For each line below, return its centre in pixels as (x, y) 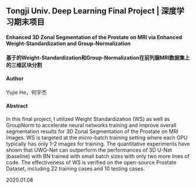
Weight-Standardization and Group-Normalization (68, 43)
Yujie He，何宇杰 (26, 92)
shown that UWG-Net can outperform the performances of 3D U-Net (89, 150)
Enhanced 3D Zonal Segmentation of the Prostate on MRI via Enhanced (94, 37)
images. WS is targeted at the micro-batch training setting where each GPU (97, 137)
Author (15, 79)
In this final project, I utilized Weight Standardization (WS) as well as (88, 119)
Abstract (17, 106)
